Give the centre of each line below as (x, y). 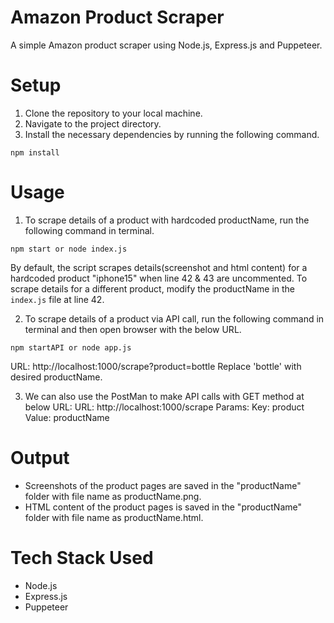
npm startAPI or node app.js (71, 347)
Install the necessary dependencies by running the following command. (172, 134)
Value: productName (67, 417)
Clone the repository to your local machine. (113, 113)
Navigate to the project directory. (93, 123)
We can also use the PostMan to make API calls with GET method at (164, 396)
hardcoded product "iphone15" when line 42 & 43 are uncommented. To (159, 278)
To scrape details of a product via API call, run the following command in (174, 318)
